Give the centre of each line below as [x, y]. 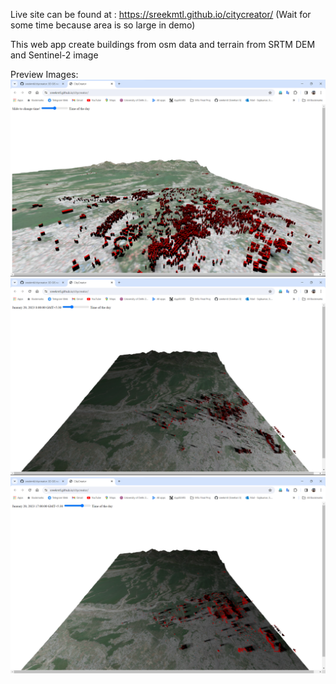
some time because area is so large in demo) [103, 25]
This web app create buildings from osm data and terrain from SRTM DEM [163, 44]
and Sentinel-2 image [54, 55]
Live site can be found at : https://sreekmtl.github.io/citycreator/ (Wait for [161, 14]
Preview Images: [44, 74]
